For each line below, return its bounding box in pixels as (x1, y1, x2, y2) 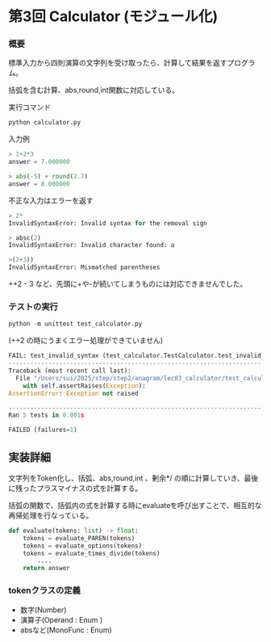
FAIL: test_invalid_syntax (8, 352, 99, 360)
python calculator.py (8, 119, 81, 127)
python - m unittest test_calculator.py (8, 320, 143, 328)
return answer (23, 564, 70, 573)
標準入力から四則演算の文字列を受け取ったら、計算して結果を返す (8, 58, 227, 68)
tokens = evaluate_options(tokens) (23, 542, 143, 550)
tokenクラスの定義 (8, 585, 81, 596)
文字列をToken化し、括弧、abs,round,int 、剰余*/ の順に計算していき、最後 (8, 473, 259, 483)
